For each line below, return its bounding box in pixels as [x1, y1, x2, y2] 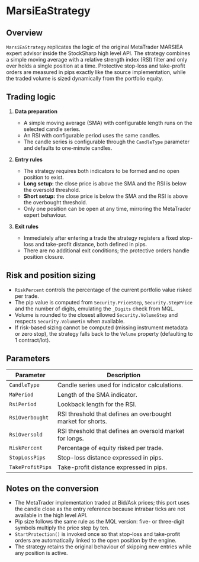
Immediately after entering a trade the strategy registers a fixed [23, 234, 179, 241]
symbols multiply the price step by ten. [14, 524, 110, 531]
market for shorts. [57, 418, 108, 426]
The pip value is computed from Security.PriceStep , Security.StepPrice [14, 298, 192, 306]
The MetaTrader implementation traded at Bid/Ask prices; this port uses [14, 499, 190, 506]
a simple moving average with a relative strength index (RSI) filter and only [6, 56, 188, 63]
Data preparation [14, 108, 58, 115]
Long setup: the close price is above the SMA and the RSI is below [23, 179, 187, 187]
